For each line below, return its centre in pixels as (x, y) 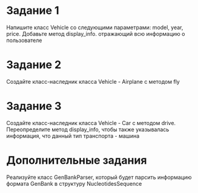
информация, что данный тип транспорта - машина (73, 136)
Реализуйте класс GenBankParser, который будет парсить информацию (99, 177)
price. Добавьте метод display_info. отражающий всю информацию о (96, 33)
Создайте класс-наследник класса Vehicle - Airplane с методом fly (93, 81)
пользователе (24, 40)
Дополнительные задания (77, 160)
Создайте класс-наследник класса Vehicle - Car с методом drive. (91, 123)
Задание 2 (34, 65)
